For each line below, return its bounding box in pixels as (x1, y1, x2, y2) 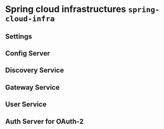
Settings (5, 32, 33, 40)
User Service (5, 100, 47, 108)
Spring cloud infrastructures (5, 3, 126, 15)
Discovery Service (5, 66, 64, 74)
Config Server (5, 49, 50, 57)
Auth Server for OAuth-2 (5, 117, 84, 125)
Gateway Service (5, 83, 60, 91)
